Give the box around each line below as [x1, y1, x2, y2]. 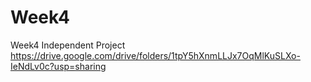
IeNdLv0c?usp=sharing [10, 60, 107, 72]
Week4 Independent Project [10, 39, 126, 51]
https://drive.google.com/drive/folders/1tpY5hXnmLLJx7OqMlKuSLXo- [10, 49, 301, 61]
